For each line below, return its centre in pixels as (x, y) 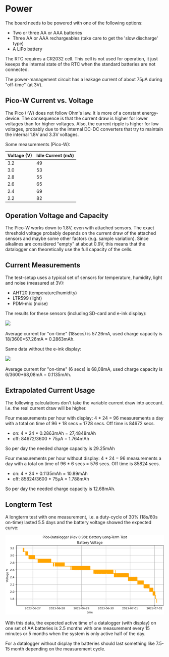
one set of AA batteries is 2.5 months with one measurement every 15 (78, 628)
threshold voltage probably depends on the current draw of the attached (81, 233)
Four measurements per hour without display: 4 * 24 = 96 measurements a (83, 458)
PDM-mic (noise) (30, 303)
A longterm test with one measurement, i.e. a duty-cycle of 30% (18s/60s (81, 517)
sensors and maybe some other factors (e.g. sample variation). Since (77, 238)
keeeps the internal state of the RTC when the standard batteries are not (80, 64)
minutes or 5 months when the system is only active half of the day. (75, 633)
